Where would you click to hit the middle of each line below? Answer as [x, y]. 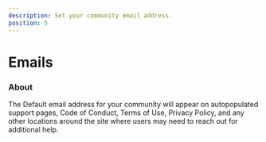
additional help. [33, 129]
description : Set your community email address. [90, 15]
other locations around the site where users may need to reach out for [123, 121]
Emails [31, 62]
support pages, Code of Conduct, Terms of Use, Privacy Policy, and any [126, 113]
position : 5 [28, 23]
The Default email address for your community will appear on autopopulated [133, 104]
